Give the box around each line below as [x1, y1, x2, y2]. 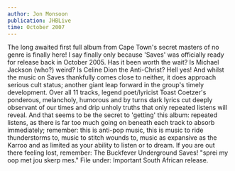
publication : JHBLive [7, 17, 72, 24]
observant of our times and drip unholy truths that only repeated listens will [7, 104, 228, 112]
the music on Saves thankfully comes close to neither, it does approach [7, 73, 217, 82]
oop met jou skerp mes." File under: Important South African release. [7, 156, 209, 165]
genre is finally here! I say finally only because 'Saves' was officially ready [7, 50, 225, 59]
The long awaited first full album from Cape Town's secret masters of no [7, 43, 219, 52]
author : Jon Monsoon [7, 10, 69, 18]
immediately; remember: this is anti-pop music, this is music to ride [7, 126, 204, 135]
